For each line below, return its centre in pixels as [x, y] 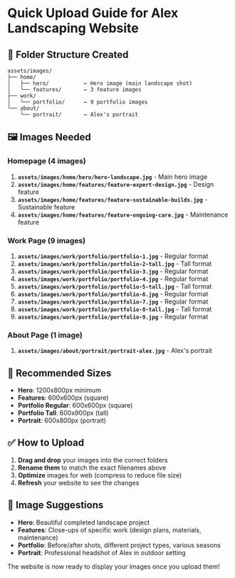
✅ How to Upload [46, 443]
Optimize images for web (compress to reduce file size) [100, 475]
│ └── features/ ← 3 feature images [74, 90]
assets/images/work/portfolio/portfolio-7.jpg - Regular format [113, 301]
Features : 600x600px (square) [63, 398]
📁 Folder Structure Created [68, 55]
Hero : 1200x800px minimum [59, 391]
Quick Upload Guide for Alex [93, 13]
